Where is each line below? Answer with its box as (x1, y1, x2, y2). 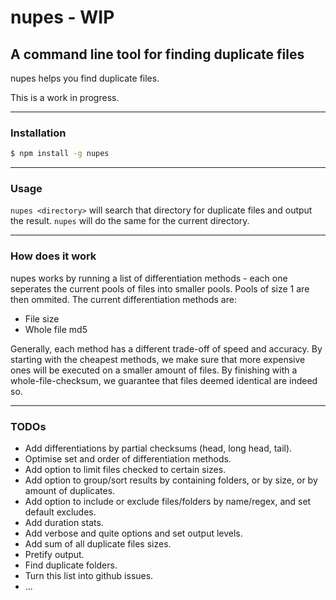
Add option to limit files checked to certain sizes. (24, 464, 227, 476)
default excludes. (24, 506, 97, 518)
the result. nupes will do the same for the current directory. (10, 215, 250, 227)
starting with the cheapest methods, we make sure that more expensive (10, 353, 306, 365)
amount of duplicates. (24, 485, 116, 497)
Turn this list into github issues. (24, 570, 154, 582)
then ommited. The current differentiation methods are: (10, 293, 237, 305)
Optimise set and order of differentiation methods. (24, 453, 232, 465)
